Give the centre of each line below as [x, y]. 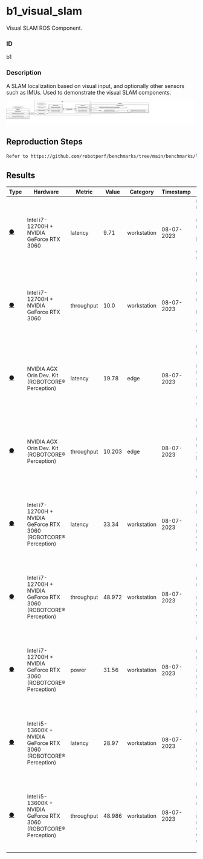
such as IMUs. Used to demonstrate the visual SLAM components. [89, 92]
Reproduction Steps [44, 142]
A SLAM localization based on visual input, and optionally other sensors [95, 86]
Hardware [46, 192]
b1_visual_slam [44, 11]
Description [24, 73]
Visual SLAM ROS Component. [44, 28]
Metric [84, 192]
